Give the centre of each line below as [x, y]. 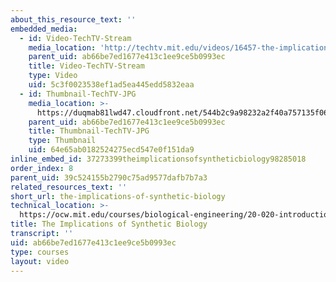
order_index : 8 [42, 168]
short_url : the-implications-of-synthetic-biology [118, 196]
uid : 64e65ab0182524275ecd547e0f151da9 [111, 150]
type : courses [40, 252]
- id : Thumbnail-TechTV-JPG [78, 94]
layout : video [40, 261]
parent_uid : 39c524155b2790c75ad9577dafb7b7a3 [109, 177]
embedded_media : [44, 29]
